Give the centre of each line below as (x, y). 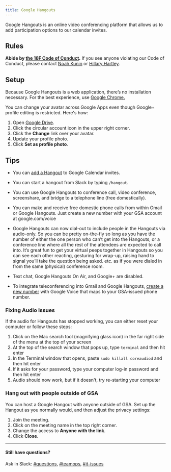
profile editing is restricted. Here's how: (47, 113)
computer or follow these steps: (39, 327)
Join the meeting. (31, 419)
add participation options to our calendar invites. (56, 30)
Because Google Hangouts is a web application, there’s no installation (78, 92)
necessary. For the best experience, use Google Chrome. (65, 97)
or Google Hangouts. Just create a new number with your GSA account (87, 213)
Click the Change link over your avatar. (53, 134)
